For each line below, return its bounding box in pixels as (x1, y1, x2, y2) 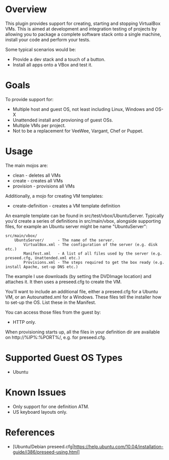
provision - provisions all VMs (12, 183, 75, 189)
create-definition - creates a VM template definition (12, 202, 120, 209)
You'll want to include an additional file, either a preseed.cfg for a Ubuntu (5, 288, 158, 294)
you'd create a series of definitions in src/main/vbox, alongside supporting (5, 218, 161, 224)
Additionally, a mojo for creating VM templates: (5, 193, 104, 199)
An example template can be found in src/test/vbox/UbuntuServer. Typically (5, 212, 164, 219)
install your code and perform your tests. (5, 37, 90, 43)
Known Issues (5, 386, 66, 398)
